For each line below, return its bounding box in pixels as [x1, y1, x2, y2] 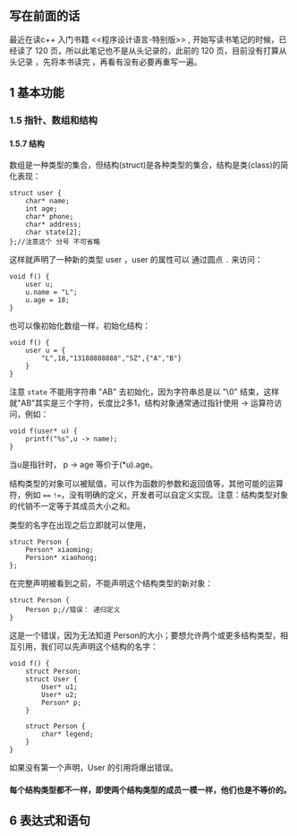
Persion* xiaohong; [25, 554, 98, 563]
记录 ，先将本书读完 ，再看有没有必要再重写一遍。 [16, 56, 202, 67]
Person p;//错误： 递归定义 [25, 606, 121, 615]
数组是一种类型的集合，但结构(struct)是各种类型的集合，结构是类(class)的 [9, 159, 281, 170]
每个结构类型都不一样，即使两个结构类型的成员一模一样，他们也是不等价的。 [9, 784, 292, 795]
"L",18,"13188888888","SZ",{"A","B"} [41, 354, 182, 363]
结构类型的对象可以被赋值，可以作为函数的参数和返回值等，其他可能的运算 [9, 478, 284, 489]
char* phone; [25, 212, 74, 221]
